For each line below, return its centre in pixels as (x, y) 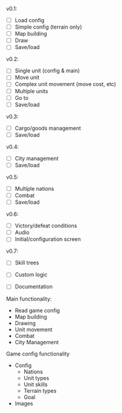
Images (24, 403)
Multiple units (32, 91)
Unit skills (35, 384)
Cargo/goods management (48, 128)
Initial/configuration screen (48, 239)
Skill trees (27, 263)
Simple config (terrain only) (48, 27)
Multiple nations (35, 188)
